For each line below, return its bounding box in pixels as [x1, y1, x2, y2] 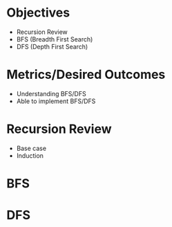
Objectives [6, 5, 70, 21]
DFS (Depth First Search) [16, 42, 88, 51]
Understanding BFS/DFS [16, 89, 87, 98]
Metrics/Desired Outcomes [6, 67, 166, 82]
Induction [16, 151, 44, 160]
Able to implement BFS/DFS [16, 97, 96, 105]
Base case [16, 144, 46, 152]
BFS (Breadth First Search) [16, 35, 93, 43]
